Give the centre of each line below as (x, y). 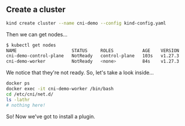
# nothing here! (26, 105)
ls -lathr (18, 100)
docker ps (18, 84)
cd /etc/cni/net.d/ (30, 94)
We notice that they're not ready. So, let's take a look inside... (80, 73)
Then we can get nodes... (37, 34)
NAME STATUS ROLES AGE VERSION (93, 50)
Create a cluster (36, 10)
